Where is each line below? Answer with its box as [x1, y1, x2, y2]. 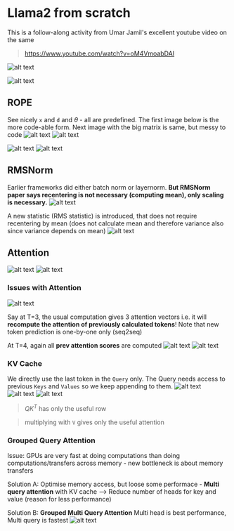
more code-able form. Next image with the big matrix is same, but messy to [7, 123, 226, 131]
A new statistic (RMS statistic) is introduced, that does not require [7, 211, 197, 220]
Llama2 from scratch [7, 5, 131, 21]
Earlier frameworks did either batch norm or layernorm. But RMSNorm [7, 183, 211, 191]
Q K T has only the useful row [24, 402, 107, 412]
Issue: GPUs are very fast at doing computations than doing [7, 451, 181, 459]
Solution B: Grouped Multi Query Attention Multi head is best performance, [7, 508, 227, 517]
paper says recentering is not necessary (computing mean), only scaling [7, 190, 224, 199]
